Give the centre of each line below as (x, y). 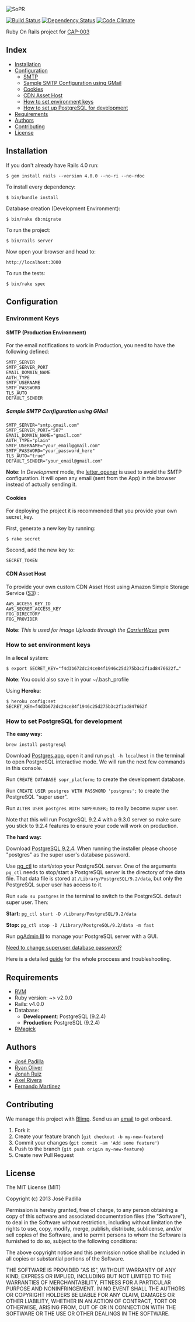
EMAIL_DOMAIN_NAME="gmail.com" (44, 436)
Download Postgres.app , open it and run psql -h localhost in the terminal (95, 756)
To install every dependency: (41, 187)
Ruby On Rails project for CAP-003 (48, 32)
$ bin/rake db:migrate (34, 219)
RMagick (25, 1029)
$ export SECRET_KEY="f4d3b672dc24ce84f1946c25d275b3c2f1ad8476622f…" (94, 668)
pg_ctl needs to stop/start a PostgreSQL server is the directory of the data (96, 872)
